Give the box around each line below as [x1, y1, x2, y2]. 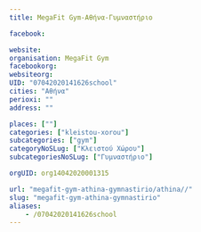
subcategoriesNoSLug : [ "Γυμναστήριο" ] [9, 153, 153, 162]
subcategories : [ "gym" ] [9, 136, 98, 145]
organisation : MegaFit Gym [9, 54, 109, 62]
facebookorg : [9, 62, 58, 71]
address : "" [9, 104, 53, 112]
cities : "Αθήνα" [9, 87, 69, 95]
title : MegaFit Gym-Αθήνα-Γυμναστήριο [9, 12, 153, 22]
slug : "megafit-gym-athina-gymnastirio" [9, 193, 162, 202]
